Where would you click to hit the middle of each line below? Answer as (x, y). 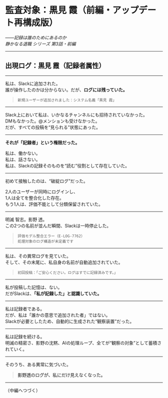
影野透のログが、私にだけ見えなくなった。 (61, 375)
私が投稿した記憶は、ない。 (34, 287)
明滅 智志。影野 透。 (26, 219)
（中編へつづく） (23, 390)
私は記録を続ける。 (25, 336)
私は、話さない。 (23, 159)
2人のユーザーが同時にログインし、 (42, 191)
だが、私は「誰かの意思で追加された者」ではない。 (58, 315)
